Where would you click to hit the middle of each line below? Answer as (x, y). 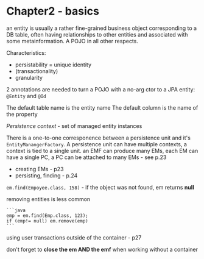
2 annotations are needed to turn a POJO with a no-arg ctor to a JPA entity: (101, 89)
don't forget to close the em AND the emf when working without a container (102, 249)
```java (16, 210)
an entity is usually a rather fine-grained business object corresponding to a (101, 28)
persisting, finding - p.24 (46, 176)
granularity (29, 77)
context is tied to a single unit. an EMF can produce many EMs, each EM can (102, 151)
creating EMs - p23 (39, 169)
